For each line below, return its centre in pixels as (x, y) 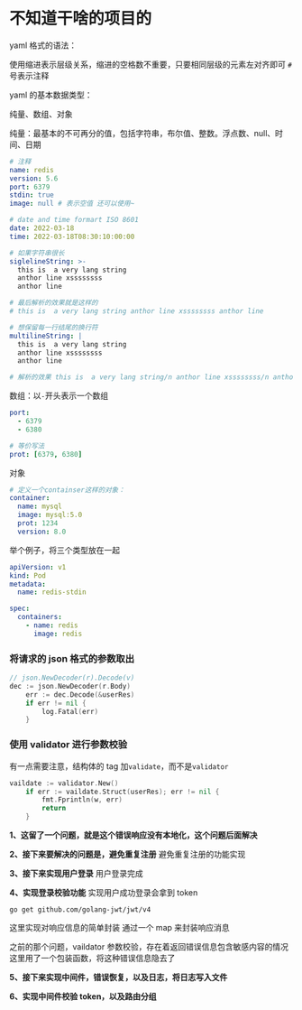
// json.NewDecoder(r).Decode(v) (72, 678)
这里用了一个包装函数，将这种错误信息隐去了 (92, 959)
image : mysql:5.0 (50, 515)
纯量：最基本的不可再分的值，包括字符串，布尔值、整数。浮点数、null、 (142, 133)
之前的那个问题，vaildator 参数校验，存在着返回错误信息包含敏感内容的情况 (149, 947)
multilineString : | (46, 336)
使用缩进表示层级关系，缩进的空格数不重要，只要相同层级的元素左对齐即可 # (151, 64)
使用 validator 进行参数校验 (69, 745)
